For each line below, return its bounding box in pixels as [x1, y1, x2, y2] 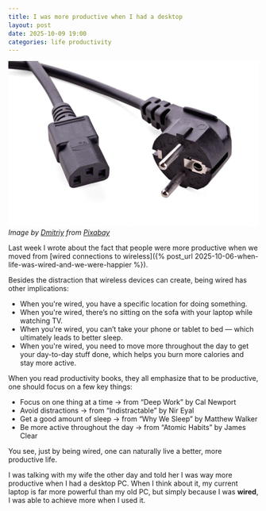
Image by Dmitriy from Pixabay [8, 227, 110, 237]
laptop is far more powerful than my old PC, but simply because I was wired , [8, 486, 259, 496]
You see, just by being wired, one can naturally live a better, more [8, 446, 222, 455]
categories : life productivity [8, 38, 112, 46]
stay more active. [19, 358, 77, 367]
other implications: [8, 283, 69, 293]
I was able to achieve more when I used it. [8, 495, 146, 505]
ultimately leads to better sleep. [19, 332, 123, 342]
